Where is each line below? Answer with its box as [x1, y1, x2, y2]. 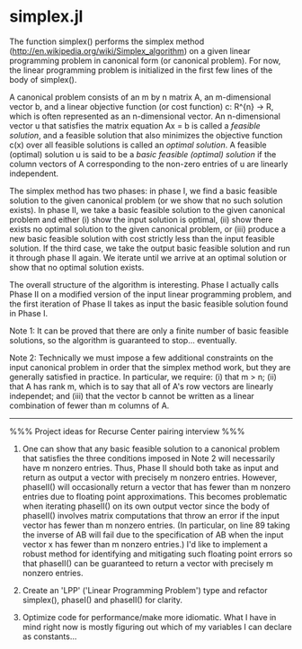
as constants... [22, 631, 77, 642]
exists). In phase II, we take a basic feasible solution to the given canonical [9, 204, 286, 215]
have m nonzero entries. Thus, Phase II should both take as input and [22, 462, 279, 473]
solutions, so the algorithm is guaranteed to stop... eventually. [9, 334, 237, 345]
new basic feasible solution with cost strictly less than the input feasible [9, 233, 276, 244]
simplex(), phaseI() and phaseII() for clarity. [22, 594, 182, 605]
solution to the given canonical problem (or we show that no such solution [9, 195, 283, 206]
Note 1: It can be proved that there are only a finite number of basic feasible [9, 325, 289, 336]
